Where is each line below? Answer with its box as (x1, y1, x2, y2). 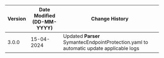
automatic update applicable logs (63, 45, 140, 52)
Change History (91, 16, 129, 22)
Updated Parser (63, 33, 100, 39)
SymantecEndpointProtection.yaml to (63, 39, 148, 45)
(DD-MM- (32, 19, 57, 25)
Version (7, 16, 26, 22)
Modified (34, 12, 55, 19)
